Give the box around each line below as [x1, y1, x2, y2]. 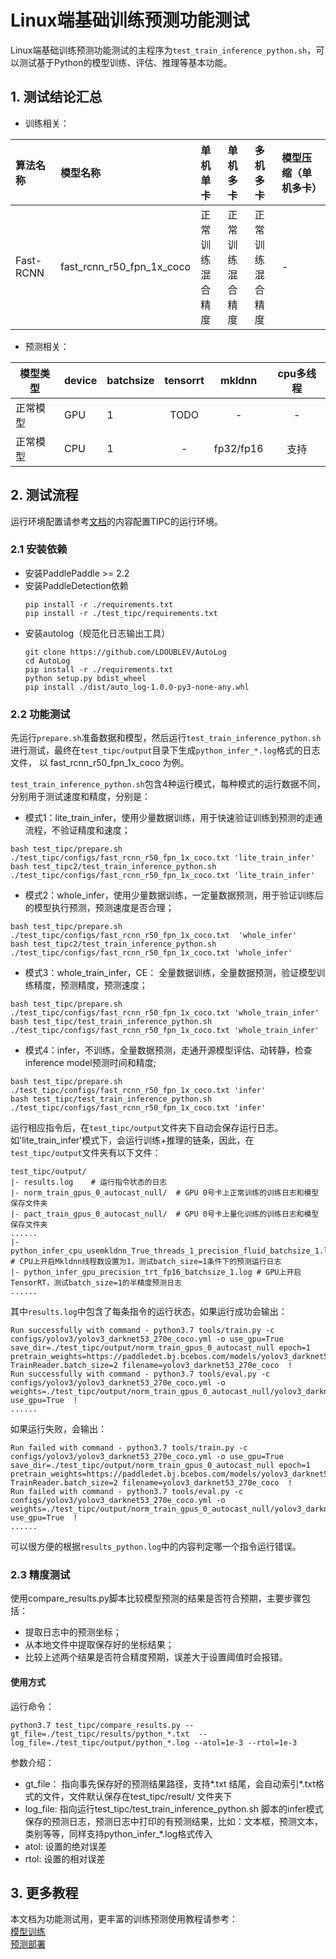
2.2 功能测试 [10, 707, 71, 721]
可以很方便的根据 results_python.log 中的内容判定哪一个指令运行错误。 [10, 1541, 302, 1553]
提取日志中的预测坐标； [24, 1626, 122, 1638]
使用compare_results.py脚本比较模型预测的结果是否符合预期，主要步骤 [10, 1592, 302, 1605]
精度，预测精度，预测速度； [33, 979, 148, 991]
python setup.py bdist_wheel [24, 673, 147, 683]
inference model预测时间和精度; [24, 1057, 157, 1069]
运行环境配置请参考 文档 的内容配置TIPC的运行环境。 [10, 515, 223, 527]
